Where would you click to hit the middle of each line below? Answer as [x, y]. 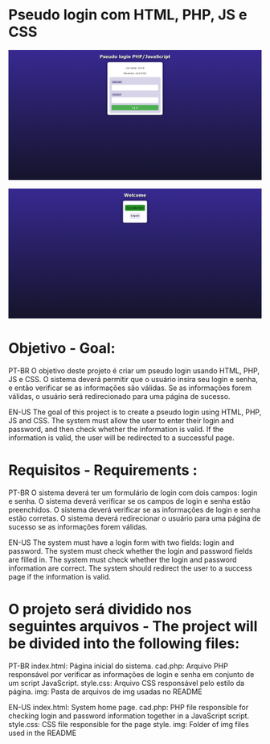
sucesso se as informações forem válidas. [78, 527]
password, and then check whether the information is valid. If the [116, 430]
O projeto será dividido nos [100, 609]
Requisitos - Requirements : [103, 470]
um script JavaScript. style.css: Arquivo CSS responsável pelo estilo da [127, 684]
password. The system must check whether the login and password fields [131, 551]
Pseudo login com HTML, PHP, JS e [128, 15]
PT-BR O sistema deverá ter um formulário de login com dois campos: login [133, 493]
